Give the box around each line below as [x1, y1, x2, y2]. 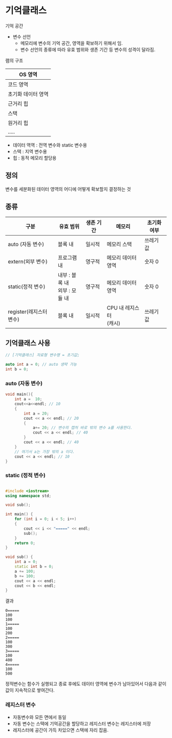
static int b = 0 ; [14, 564, 54, 569]
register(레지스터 [8, 308, 48, 315]
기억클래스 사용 [5, 338, 51, 347]
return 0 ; [14, 541, 36, 546]
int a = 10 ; [14, 397, 42, 402]
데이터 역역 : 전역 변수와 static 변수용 [12, 142, 87, 148]
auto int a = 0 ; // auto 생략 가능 [5, 362, 77, 367]
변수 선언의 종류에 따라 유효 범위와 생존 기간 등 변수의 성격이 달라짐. [20, 46, 156, 52]
